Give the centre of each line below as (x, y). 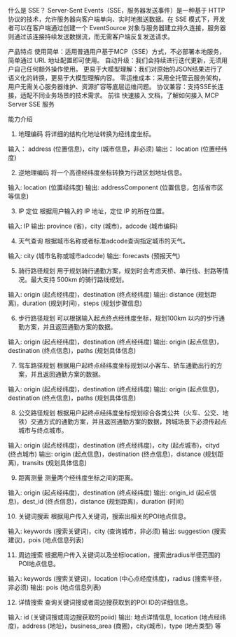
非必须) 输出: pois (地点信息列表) (55, 587)
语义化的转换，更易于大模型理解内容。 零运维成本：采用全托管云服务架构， (116, 78)
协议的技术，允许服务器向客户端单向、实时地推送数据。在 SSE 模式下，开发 (117, 19)
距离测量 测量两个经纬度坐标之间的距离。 (77, 478)
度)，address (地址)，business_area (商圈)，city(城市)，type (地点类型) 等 (114, 626)
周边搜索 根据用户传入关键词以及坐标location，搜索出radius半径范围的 (119, 555)
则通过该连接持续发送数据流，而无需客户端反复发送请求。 (91, 36)
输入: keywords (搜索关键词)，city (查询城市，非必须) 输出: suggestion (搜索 (117, 531)
